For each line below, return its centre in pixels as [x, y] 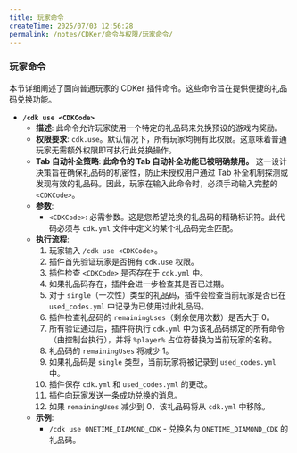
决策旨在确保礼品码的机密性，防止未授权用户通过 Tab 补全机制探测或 [161, 172]
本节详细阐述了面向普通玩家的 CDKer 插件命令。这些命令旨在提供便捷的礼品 [148, 88]
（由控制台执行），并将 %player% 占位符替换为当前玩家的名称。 [163, 339]
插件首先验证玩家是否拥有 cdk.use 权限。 [124, 261]
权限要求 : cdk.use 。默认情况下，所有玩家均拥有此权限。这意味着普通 [161, 138]
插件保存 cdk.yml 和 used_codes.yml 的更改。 [130, 383]
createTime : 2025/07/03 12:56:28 [71, 26]
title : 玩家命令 [37, 17]
